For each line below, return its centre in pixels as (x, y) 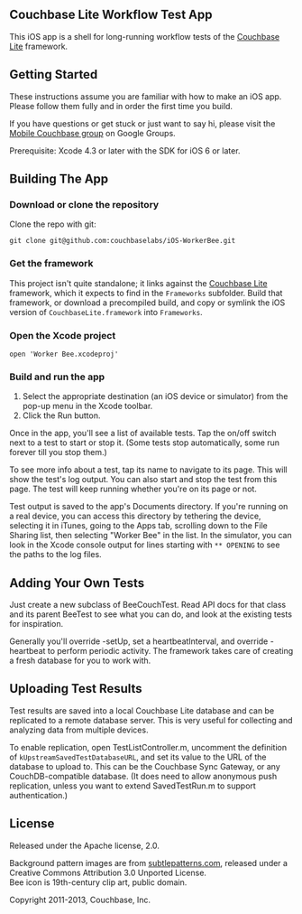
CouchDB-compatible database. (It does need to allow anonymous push (143, 776)
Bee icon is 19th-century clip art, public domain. (98, 882)
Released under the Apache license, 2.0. (85, 845)
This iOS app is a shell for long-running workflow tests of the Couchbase (145, 36)
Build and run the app (57, 377)
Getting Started (54, 75)
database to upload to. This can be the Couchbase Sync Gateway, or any (145, 766)
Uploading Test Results (76, 689)
